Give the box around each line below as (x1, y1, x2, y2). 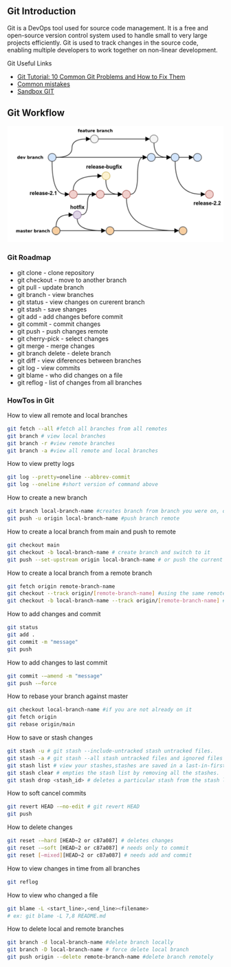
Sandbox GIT (16, 87, 54, 95)
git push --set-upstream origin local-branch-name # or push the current (7, 556, 223, 563)
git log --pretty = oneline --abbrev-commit (7, 474, 131, 481)
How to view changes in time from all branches (7, 864, 140, 873)
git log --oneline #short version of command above (7, 481, 158, 488)
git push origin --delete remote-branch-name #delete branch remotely (7, 954, 214, 961)
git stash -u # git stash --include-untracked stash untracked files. (7, 748, 214, 755)
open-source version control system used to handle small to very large (7, 31, 208, 39)
